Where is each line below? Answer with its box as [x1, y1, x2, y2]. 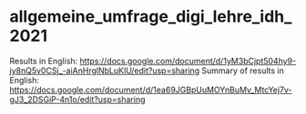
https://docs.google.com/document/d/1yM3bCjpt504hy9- [79, 55, 297, 66]
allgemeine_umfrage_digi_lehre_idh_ [9, 6, 292, 27]
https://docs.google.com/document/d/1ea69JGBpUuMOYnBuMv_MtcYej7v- [9, 84, 293, 95]
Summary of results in [201, 65, 284, 76]
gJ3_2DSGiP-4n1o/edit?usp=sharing [9, 93, 146, 105]
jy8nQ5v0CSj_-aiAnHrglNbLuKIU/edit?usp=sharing [9, 65, 200, 76]
